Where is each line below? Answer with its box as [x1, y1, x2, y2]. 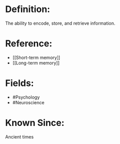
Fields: [5, 78, 34, 89]
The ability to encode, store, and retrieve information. [5, 20, 115, 26]
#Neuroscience [12, 99, 45, 105]
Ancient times [5, 133, 34, 139]
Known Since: [5, 117, 65, 128]
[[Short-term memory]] [12, 54, 60, 60]
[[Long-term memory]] [12, 59, 60, 66]
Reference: [5, 38, 53, 49]
